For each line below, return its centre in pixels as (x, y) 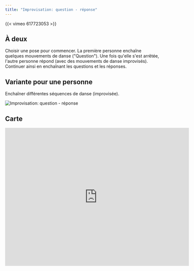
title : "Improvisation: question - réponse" (51, 10)
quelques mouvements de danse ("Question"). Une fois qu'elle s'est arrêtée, (82, 56)
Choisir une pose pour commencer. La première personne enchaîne (73, 51)
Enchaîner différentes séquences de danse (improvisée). (62, 94)
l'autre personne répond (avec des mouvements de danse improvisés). (77, 61)
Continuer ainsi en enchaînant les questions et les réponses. (66, 66)
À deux (16, 39)
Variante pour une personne (49, 82)
